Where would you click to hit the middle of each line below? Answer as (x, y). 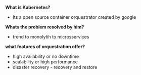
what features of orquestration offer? (45, 47)
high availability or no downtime (46, 56)
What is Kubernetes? (28, 7)
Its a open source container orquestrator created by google (74, 17)
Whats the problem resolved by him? (45, 27)
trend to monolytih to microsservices (51, 37)
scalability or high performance (45, 62)
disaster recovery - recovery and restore (55, 67)
